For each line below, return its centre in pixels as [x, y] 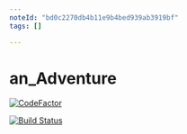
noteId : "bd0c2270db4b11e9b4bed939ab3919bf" [94, 18]
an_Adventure [63, 78]
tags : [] [26, 26]
